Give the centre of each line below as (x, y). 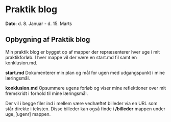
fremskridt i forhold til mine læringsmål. (47, 93)
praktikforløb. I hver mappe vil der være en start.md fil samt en (71, 57)
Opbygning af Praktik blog (48, 40)
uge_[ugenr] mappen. (28, 114)
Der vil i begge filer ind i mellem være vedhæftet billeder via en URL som (81, 103)
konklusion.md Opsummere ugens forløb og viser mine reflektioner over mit (86, 88)
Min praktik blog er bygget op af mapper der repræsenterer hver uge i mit (82, 52)
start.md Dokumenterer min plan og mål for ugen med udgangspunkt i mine (85, 72)
